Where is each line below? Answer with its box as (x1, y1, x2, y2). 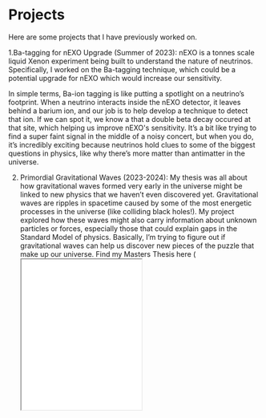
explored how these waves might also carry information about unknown (19, 215, 257, 225)
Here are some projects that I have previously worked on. (8, 32, 198, 42)
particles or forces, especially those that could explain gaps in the (19, 223, 238, 233)
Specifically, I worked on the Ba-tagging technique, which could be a (8, 64, 236, 74)
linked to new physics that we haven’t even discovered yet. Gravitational (19, 189, 259, 199)
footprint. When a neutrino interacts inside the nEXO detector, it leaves (8, 97, 241, 107)
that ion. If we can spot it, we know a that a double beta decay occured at (8, 114, 251, 124)
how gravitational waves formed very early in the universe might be (19, 181, 243, 190)
